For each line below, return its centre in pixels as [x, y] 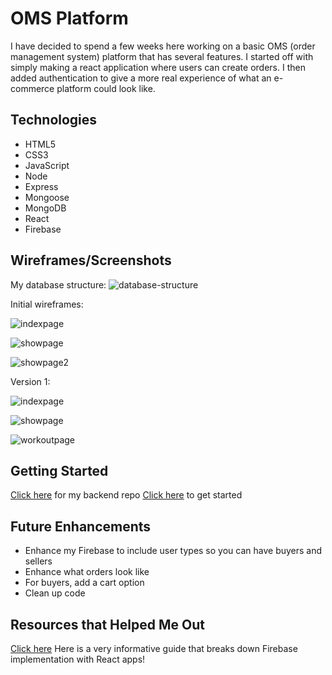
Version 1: [30, 381]
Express [41, 186]
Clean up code [55, 593]
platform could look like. [106, 88]
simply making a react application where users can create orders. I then [158, 67]
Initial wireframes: [47, 304]
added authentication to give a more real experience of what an [141, 78]
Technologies [54, 120]
